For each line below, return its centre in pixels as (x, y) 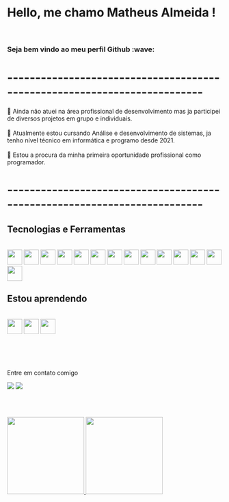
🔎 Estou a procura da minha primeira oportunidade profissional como (104, 155)
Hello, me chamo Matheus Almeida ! (112, 13)
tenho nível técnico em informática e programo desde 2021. (91, 140)
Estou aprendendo (47, 299)
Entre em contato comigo (43, 373)
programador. (26, 162)
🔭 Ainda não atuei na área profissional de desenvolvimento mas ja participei (114, 111)
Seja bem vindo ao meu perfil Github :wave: (81, 49)
